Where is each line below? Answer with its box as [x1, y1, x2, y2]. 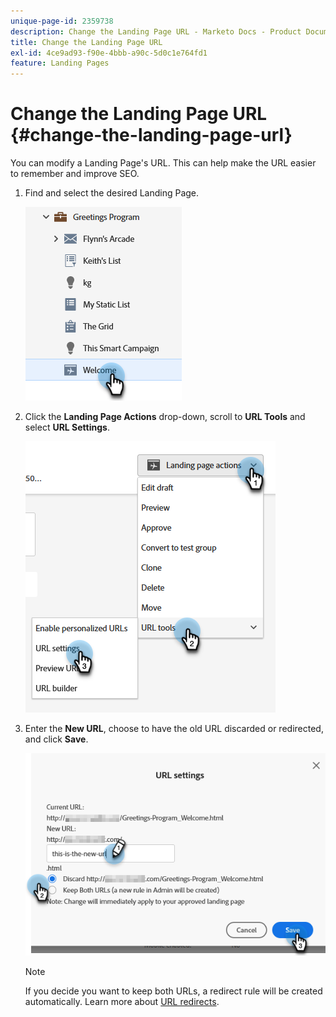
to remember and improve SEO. [10, 168, 140, 180]
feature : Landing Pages [10, 58, 110, 69]
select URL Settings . [24, 421, 110, 434]
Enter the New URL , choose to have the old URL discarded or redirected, [24, 723, 324, 735]
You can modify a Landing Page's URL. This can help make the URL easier [10, 157, 317, 169]
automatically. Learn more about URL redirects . [24, 996, 220, 1008]
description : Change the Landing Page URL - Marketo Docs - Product [10, 26, 302, 37]
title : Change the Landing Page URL [10, 37, 163, 47]
